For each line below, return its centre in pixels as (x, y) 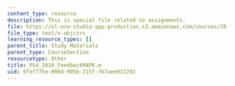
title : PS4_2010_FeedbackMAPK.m (54, 65)
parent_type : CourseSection (48, 53)
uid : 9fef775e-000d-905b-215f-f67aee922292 (72, 71)
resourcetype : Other (37, 59)
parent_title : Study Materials (53, 46)
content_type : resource (42, 14)
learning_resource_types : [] (50, 40)
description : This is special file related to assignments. (97, 20)
